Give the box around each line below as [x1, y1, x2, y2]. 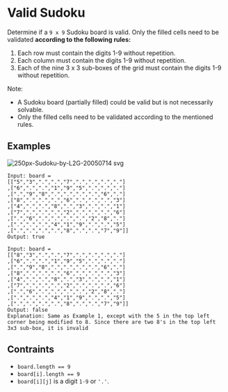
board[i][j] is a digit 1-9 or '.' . [17, 377, 110, 385]
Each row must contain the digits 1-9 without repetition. [17, 49, 176, 57]
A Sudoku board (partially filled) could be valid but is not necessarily [17, 97, 213, 106]
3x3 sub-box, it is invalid [7, 324, 89, 331]
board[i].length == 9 [17, 370, 80, 377]
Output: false [7, 306, 49, 313]
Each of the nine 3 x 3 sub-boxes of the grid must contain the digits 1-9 [17, 63, 222, 72]
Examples [7, 141, 51, 152]
